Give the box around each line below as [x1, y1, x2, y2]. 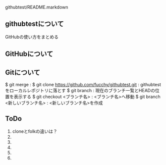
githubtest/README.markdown [5, 4, 68, 10]
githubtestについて [5, 20, 64, 28]
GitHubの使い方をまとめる [5, 34, 58, 40]
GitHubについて [5, 50, 54, 58]
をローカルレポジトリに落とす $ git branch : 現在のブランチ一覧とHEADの [5, 88, 155, 94]
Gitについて [5, 68, 41, 76]
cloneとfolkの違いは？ [12, 128, 58, 134]
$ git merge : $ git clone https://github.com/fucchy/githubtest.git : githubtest [5, 82, 161, 88]
